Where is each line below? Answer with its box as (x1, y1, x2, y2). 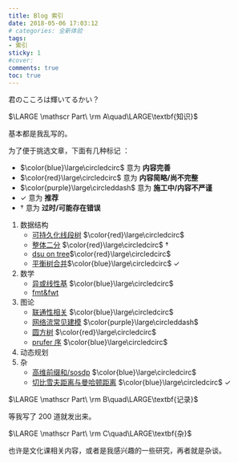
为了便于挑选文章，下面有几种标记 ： (8, 145, 130, 155)
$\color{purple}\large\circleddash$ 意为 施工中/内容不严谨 (19, 182, 212, 193)
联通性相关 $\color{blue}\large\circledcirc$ (31, 307, 174, 317)
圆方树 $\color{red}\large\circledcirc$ (31, 327, 157, 337)
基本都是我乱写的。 (8, 128, 72, 138)
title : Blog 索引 (8, 11, 64, 20)
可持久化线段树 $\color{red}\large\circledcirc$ (31, 229, 185, 239)
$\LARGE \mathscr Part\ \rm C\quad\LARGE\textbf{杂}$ (8, 428, 192, 438)
